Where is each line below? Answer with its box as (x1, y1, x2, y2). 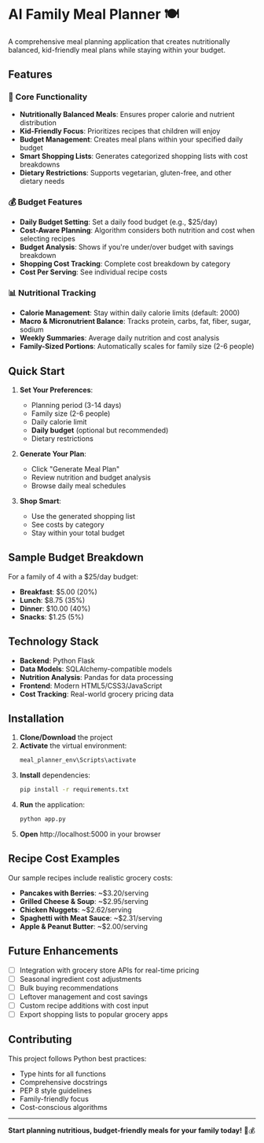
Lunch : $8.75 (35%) (19, 595, 86, 605)
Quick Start (8, 364, 65, 377)
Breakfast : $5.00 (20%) (19, 586, 98, 597)
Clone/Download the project (19, 733, 113, 742)
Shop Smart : (19, 496, 61, 506)
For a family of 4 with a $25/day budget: (8, 571, 139, 581)
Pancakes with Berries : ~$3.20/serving (19, 888, 149, 898)
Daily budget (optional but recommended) (31, 425, 169, 436)
